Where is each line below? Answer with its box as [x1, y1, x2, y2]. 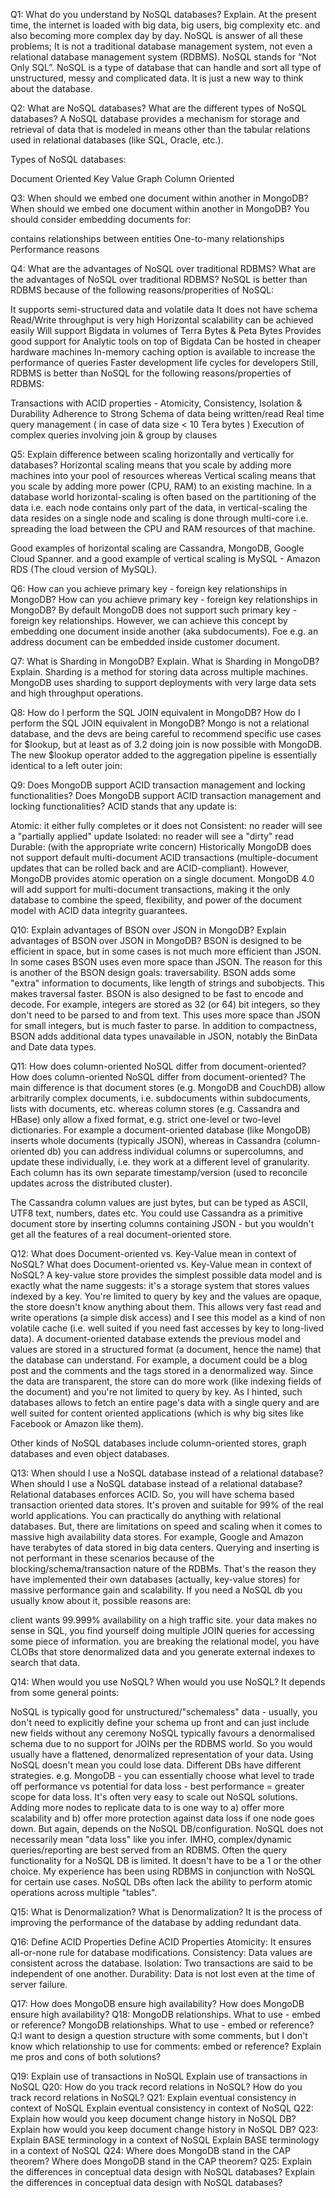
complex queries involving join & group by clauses [10, 429, 218, 441]
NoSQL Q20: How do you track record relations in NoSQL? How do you [10, 2081, 303, 2093]
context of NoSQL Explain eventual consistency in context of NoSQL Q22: [10, 2102, 314, 2114]
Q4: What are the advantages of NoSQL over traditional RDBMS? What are [10, 263, 317, 274]
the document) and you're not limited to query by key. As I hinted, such [10, 1386, 303, 1398]
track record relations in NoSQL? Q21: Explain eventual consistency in [10, 2092, 297, 2103]
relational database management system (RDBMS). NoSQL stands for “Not [10, 51, 317, 63]
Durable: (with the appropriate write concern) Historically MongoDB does [10, 841, 312, 853]
